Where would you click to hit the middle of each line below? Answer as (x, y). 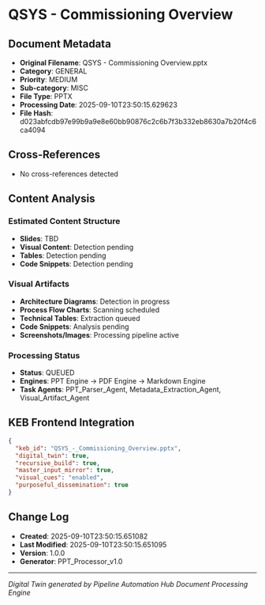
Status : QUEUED (47, 372)
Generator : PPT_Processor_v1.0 (71, 561)
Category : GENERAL (53, 71)
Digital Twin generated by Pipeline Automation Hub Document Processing (128, 584)
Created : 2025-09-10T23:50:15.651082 (84, 536)
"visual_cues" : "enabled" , (60, 478)
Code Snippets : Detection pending (77, 263)
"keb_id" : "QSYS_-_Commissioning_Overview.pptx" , (98, 448)
